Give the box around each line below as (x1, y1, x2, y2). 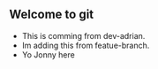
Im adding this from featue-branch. (21, 40, 150, 50)
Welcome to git (9, 7, 94, 22)
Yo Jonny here (21, 49, 75, 60)
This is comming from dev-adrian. (21, 30, 146, 41)
